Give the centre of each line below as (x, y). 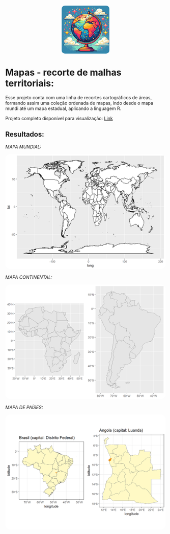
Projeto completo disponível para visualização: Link (59, 118)
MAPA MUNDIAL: (23, 147)
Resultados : (25, 134)
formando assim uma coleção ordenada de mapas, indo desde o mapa (79, 103)
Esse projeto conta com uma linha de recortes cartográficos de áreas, (78, 97)
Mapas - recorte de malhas (63, 73)
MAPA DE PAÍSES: (24, 408)
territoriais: (30, 84)
